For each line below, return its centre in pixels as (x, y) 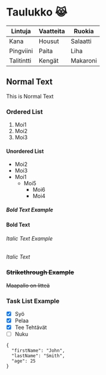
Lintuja (21, 31)
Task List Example (33, 301)
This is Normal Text (30, 96)
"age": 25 (24, 361)
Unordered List (25, 151)
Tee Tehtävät (31, 327)
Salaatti (81, 41)
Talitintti (20, 60)
